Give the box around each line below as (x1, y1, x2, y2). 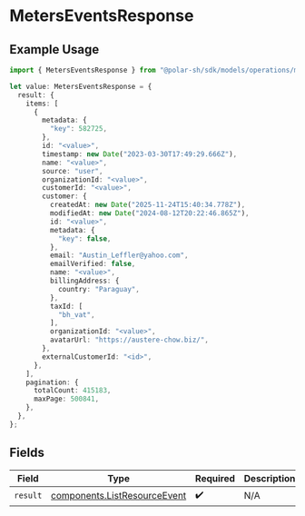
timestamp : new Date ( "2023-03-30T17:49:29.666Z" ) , (42, 149, 238, 159)
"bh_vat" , (57, 310, 95, 319)
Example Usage (9, 42, 100, 57)
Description (243, 471, 296, 484)
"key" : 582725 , (49, 124, 107, 134)
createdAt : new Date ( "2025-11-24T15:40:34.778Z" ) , (49, 201, 246, 210)
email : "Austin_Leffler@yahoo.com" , (49, 251, 189, 260)
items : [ (25, 99, 59, 108)
